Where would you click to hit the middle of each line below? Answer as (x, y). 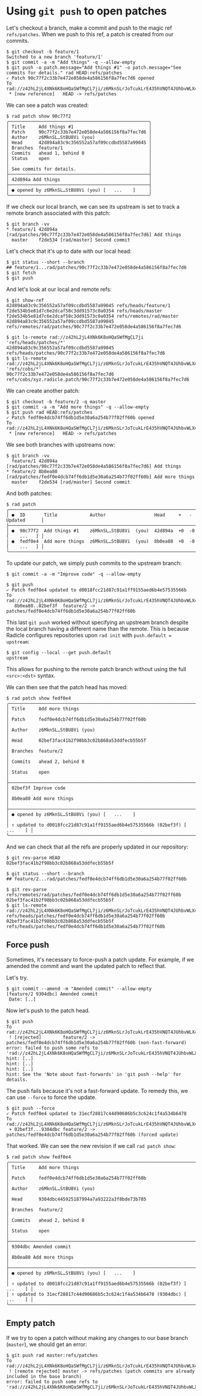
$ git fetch (21, 273)
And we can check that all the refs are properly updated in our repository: (97, 847)
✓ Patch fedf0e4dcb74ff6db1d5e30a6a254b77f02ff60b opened (80, 418)
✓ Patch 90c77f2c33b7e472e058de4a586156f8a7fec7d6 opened (80, 78)
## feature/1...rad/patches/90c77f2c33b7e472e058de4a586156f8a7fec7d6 (96, 267)
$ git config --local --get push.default (59, 652)
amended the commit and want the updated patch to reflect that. (86, 966)
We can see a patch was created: (47, 105)
